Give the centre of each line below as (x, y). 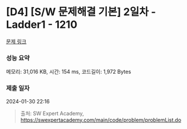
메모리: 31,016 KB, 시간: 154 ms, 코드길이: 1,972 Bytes (69, 72)
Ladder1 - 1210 (42, 25)
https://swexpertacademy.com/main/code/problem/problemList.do (101, 120)
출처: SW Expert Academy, (52, 113)
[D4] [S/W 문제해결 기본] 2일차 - (81, 12)
